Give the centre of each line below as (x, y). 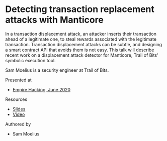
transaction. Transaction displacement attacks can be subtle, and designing (84, 44)
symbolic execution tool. (31, 60)
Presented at (18, 80)
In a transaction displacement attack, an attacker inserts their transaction (81, 34)
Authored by (18, 124)
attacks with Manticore (55, 20)
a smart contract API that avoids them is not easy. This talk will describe (80, 50)
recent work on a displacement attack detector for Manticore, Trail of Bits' (82, 55)
